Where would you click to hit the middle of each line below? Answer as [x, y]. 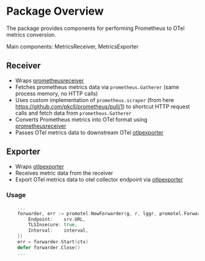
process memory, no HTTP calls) [56, 94]
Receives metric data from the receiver [64, 173]
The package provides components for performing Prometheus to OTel [95, 28]
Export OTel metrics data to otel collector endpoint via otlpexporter [99, 179]
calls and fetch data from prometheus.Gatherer [73, 113]
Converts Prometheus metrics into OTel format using [81, 119]
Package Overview [55, 11]
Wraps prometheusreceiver [49, 80]
